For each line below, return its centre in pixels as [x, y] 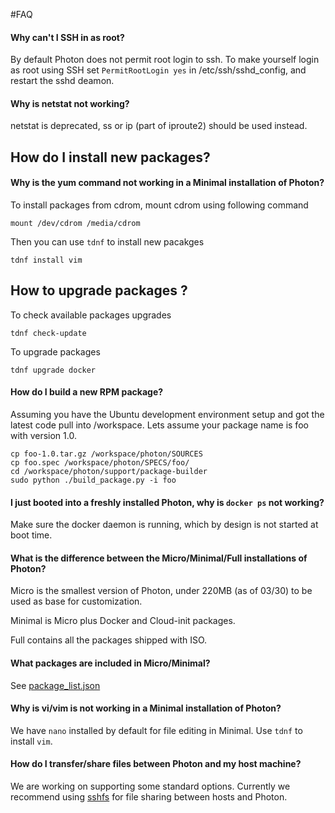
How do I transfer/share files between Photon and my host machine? [156, 764]
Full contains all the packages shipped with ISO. [109, 640]
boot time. [31, 535]
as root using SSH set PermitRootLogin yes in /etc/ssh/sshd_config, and [158, 70]
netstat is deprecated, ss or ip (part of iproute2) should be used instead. [159, 126]
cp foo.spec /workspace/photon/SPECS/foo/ [100, 463]
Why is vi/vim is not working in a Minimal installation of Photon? [146, 708]
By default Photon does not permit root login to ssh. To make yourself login [165, 60]
